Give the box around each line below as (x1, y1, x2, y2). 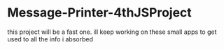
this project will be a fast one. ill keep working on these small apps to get (7, 28, 217, 36)
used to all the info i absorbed (7, 35, 93, 43)
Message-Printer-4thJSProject (7, 5, 192, 21)
